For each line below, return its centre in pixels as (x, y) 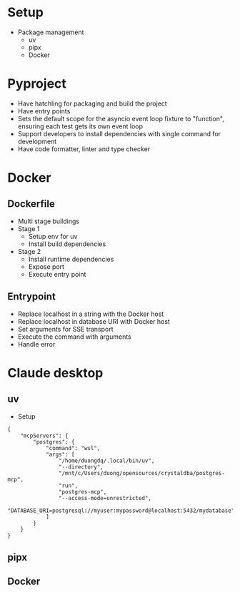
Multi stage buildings (49, 221)
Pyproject (37, 84)
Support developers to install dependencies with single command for (119, 133)
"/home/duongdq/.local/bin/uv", (106, 461)
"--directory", (81, 467)
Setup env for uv (53, 236)
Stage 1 (29, 228)
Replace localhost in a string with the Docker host (91, 314)
